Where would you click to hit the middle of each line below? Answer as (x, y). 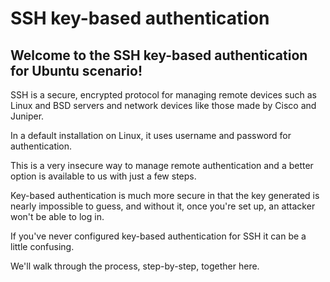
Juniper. (27, 116)
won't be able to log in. (57, 216)
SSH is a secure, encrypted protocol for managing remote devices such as (164, 95)
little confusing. (42, 246)
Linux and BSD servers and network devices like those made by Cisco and (163, 105)
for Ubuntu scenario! (76, 70)
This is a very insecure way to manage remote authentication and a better (162, 165)
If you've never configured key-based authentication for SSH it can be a (158, 236)
